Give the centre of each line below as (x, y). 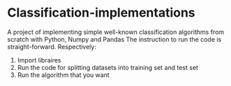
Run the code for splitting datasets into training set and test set (108, 67)
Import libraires (39, 60)
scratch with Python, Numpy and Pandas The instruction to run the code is (114, 39)
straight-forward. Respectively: (52, 46)
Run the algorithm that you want (63, 75)
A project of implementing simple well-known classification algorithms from (116, 32)
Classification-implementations (101, 13)
